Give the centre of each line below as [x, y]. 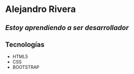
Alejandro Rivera [41, 9]
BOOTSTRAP [26, 67]
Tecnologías [25, 44]
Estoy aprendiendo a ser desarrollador [67, 28]
